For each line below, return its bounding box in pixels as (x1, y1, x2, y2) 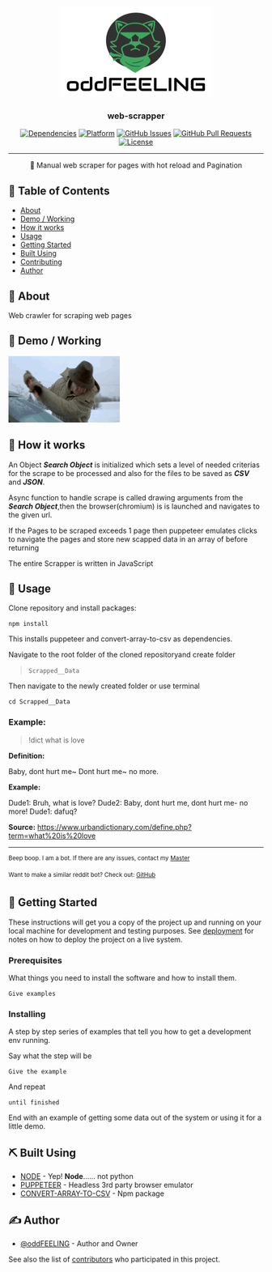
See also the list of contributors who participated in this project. (8, 1254, 221, 1264)
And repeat (8, 1082, 46, 1091)
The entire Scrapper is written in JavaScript (8, 558, 154, 568)
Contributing (19, 257, 62, 267)
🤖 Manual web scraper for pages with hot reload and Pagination (29, 160, 243, 170)
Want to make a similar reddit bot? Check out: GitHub (8, 871, 156, 879)
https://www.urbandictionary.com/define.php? (37, 822, 192, 832)
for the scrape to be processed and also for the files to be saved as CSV (8, 468, 249, 478)
